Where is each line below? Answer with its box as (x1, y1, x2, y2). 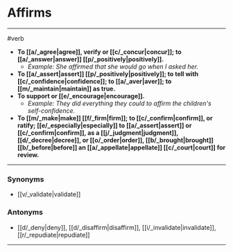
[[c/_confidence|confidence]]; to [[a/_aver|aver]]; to (17, 77, 172, 85)
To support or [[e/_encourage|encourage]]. (17, 91, 145, 100)
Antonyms (7, 208, 44, 217)
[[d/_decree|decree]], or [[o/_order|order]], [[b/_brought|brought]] (17, 136, 214, 144)
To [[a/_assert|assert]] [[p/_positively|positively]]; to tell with (17, 69, 199, 78)
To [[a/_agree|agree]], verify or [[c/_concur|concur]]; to (17, 47, 182, 56)
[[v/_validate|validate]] (17, 190, 81, 199)
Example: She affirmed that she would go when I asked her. (27, 62, 199, 71)
